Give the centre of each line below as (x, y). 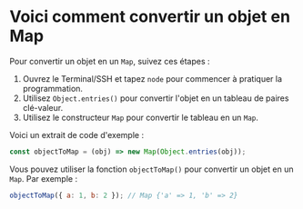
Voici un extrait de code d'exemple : (76, 134)
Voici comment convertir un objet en (150, 17)
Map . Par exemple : (44, 178)
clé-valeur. (43, 107)
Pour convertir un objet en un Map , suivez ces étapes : (110, 61)
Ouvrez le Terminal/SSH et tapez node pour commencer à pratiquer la (152, 78)
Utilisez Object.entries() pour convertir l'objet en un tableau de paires (156, 98)
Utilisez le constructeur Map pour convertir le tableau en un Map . (141, 117)
